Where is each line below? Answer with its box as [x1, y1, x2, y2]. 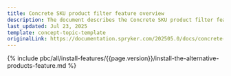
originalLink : [7, 36, 48, 42]
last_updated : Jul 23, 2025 [7, 23, 88, 29]
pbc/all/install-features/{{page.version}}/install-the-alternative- [39, 54, 219, 62]
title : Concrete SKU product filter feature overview [7, 10, 165, 17]
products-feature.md [7, 62, 67, 70]
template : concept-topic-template [7, 29, 107, 36]
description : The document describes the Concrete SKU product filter [7, 16, 214, 23]
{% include [7, 54, 38, 62]
